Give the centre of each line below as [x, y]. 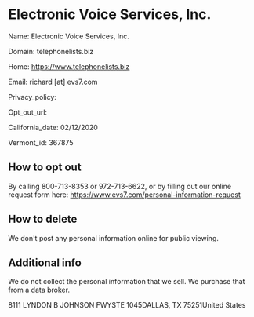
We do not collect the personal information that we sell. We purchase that [127, 282]
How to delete [43, 219]
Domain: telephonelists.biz [51, 51]
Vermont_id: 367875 [41, 142]
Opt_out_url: [28, 112]
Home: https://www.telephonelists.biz [69, 66]
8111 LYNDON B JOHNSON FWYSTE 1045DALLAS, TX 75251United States [127, 305]
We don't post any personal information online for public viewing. [114, 238]
